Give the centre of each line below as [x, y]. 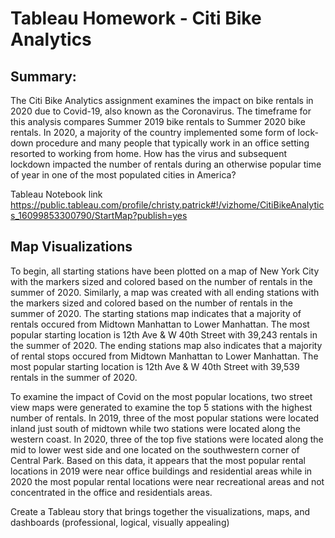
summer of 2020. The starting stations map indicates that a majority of [156, 313]
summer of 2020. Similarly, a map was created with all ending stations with [165, 292]
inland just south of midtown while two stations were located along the [155, 428]
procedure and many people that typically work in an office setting [172, 143]
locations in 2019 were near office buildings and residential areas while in [161, 471]
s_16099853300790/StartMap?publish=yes [99, 215]
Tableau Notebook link [56, 194]
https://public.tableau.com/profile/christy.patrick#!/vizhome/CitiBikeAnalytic [167, 205]
